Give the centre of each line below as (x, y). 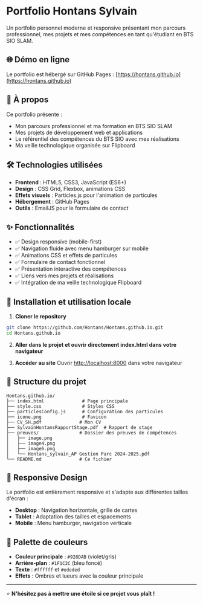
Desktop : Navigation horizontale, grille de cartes (76, 510)
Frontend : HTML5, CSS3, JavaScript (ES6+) (71, 182)
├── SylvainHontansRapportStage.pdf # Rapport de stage (79, 427)
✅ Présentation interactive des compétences (71, 269)
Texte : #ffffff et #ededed (47, 570)
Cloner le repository (40, 316)
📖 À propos (27, 100)
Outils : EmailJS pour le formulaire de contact (72, 208)
